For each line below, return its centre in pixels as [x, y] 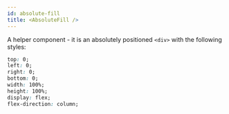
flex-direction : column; [43, 104]
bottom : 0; [23, 79]
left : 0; [20, 66]
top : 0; [18, 59]
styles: [17, 47]
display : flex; [29, 98]
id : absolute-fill [34, 13]
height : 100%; [28, 91]
